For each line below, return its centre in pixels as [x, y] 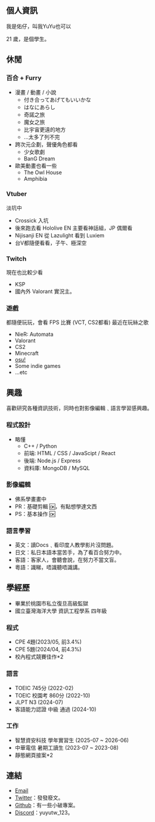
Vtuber [17, 194]
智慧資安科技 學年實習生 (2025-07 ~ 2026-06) [72, 740]
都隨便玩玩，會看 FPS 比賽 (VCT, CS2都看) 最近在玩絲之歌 [77, 322]
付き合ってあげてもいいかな [57, 100]
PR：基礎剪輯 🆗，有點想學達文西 [56, 506]
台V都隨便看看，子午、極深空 [51, 243]
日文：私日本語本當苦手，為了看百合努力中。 [70, 552]
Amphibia [35, 178]
